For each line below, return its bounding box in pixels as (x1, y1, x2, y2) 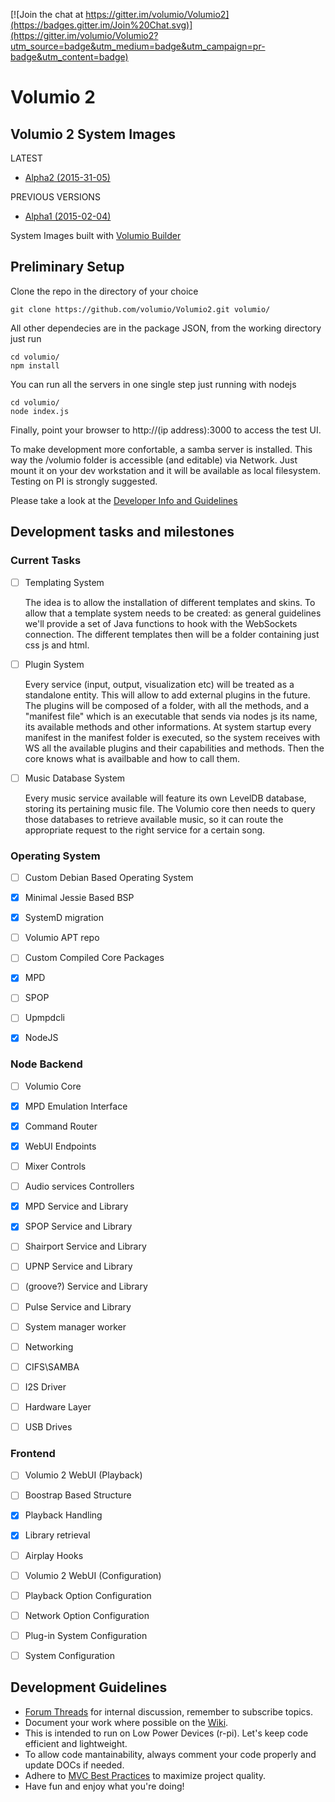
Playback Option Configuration (24, 1589, 152, 1601)
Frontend (10, 1446, 56, 1460)
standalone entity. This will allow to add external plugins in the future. (24, 689, 311, 701)
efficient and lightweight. (24, 1737, 128, 1749)
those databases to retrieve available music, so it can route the (24, 813, 284, 825)
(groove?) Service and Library (24, 1280, 148, 1293)
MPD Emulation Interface (24, 1100, 128, 1112)
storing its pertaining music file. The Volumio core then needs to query (24, 802, 316, 814)
